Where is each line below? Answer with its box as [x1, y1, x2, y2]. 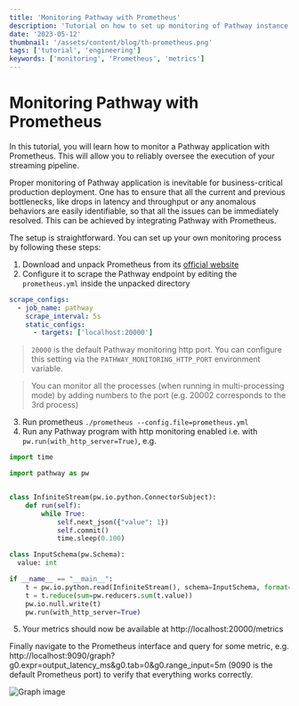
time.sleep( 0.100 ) [56, 534, 125, 543]
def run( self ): [25, 500, 82, 510]
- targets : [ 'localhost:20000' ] [32, 329, 153, 337]
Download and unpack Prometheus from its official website [21, 259, 239, 270]
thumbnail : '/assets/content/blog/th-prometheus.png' [9, 37, 214, 47]
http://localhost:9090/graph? [9, 651, 116, 661]
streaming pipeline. [9, 159, 80, 170]
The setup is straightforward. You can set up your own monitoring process [9, 232, 282, 243]
